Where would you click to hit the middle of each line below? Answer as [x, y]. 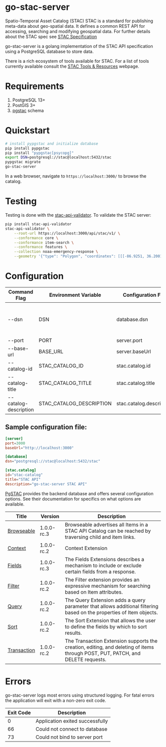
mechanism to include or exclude [103, 565]
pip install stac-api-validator [38, 224]
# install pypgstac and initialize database [52, 143]
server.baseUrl [134, 351]
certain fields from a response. [100, 571]
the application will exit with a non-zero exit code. [56, 700]
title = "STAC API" [23, 479]
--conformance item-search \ [44, 242]
